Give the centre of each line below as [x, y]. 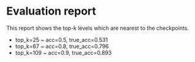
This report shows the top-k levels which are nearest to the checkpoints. [98, 28]
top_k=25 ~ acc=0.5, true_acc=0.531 [61, 40]
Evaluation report [51, 11]
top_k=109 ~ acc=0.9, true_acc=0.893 [63, 52]
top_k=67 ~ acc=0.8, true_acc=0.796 [62, 46]
